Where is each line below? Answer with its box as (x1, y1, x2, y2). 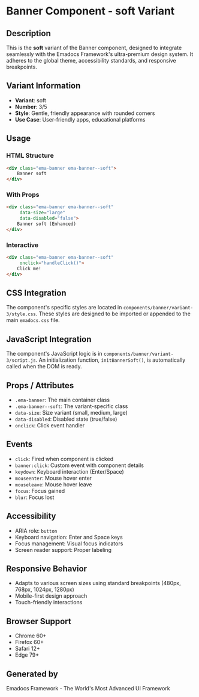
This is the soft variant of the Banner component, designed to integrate (6, 44, 182, 51)
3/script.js (6, 358, 36, 364)
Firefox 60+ (14, 639, 44, 646)
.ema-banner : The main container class (14, 396, 110, 404)
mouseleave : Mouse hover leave (14, 480, 92, 488)
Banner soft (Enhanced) (17, 221, 77, 227)
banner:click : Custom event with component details (14, 462, 144, 469)
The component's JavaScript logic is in (6, 350, 103, 358)
